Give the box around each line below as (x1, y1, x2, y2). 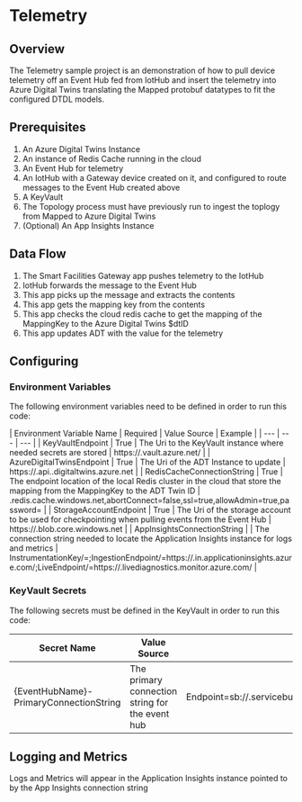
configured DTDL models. (9, 94, 105, 104)
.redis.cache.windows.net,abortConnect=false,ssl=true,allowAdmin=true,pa (9, 495, 290, 506)
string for (129, 696, 169, 708)
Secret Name (39, 641, 96, 653)
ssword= (9, 505, 42, 516)
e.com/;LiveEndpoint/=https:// (9, 562, 120, 572)
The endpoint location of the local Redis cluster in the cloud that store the (9, 476, 281, 487)
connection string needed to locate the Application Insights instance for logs (9, 533, 292, 545)
